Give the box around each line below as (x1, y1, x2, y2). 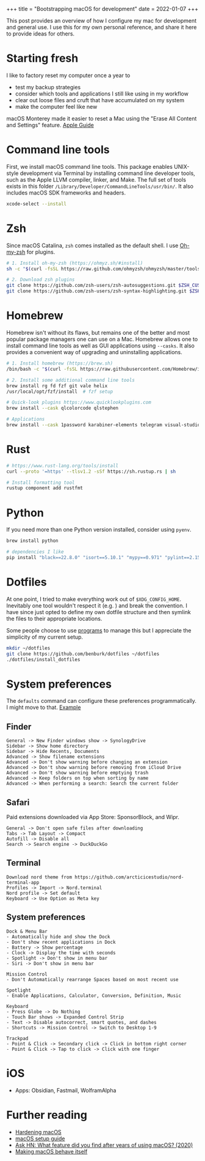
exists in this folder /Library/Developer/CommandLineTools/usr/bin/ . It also (6, 182, 194, 190)
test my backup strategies (15, 83, 81, 91)
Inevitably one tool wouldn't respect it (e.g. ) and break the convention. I (6, 602, 188, 609)
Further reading (6, 1108, 87, 1122)
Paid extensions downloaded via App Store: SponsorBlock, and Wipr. (6, 814, 180, 820)
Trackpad (6, 1035, 29, 1042)
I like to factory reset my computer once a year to (6, 72, 131, 79)
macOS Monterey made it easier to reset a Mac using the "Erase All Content (6, 114, 197, 122)
